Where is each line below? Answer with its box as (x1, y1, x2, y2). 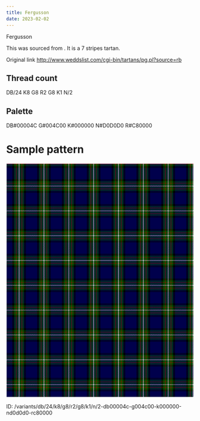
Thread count (6, 73, 58, 83)
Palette (6, 106, 33, 116)
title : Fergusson (6, 10, 49, 15)
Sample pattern (6, 143, 85, 156)
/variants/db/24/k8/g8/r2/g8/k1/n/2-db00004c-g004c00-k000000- (14, 403, 182, 410)
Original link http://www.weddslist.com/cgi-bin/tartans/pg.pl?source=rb (6, 56, 182, 63)
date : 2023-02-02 (6, 15, 49, 22)
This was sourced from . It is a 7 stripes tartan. (6, 45, 120, 52)
